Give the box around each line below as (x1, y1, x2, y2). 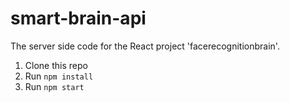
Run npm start (24, 80, 85, 92)
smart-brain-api (10, 7, 147, 30)
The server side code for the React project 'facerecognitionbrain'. (10, 40, 280, 52)
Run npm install (24, 70, 94, 82)
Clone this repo (24, 59, 88, 71)
